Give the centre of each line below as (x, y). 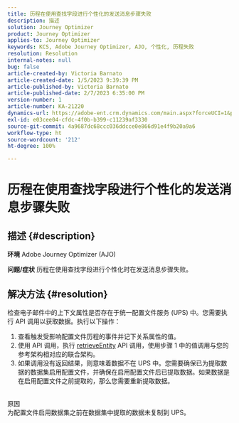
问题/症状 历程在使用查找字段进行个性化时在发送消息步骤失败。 (100, 269)
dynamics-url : (28, 113)
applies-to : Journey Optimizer (54, 41)
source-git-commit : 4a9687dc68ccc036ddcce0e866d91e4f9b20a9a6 (101, 126)
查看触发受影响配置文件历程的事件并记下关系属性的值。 (99, 336)
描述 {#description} (52, 236)
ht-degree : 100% (31, 146)
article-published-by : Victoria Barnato (68, 87)
